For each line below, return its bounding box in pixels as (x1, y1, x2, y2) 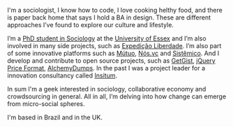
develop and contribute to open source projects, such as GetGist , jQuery (7, 57, 216, 65)
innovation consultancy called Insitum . (7, 71, 117, 80)
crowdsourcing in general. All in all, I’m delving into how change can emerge (7, 92, 227, 100)
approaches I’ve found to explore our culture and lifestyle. (7, 21, 174, 29)
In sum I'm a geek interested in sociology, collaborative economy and (7, 85, 206, 93)
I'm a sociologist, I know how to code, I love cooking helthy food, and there (7, 6, 223, 14)
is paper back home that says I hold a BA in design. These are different (7, 13, 211, 22)
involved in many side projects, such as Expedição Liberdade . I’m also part (7, 42, 222, 50)
